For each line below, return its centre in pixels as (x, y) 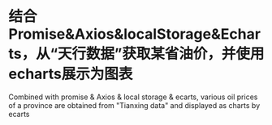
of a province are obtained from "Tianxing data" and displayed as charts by (134, 105)
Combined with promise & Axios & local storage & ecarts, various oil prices (133, 97)
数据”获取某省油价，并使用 (175, 54)
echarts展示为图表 (71, 74)
